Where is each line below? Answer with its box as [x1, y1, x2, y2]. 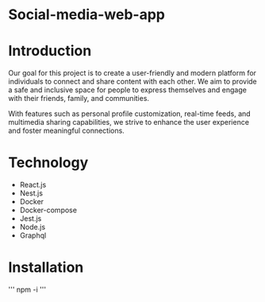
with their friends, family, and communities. [8, 94, 149, 103]
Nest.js [19, 188, 44, 198]
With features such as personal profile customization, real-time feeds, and [8, 109, 252, 118]
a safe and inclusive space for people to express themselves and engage [8, 85, 248, 95]
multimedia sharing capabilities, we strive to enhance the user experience [8, 118, 250, 127]
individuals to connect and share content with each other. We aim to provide [8, 77, 258, 87]
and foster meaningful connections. [8, 126, 125, 136]
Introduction [8, 42, 92, 60]
